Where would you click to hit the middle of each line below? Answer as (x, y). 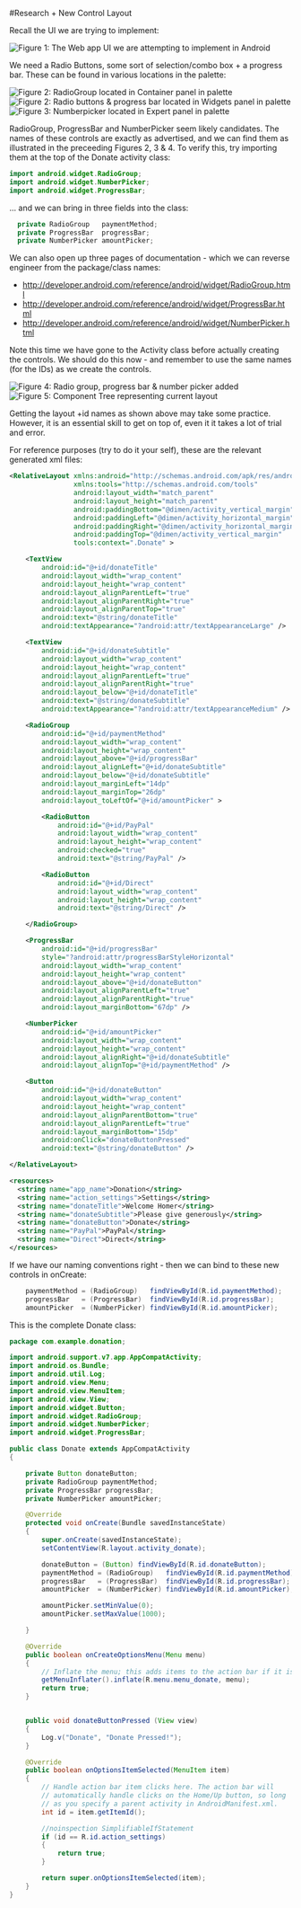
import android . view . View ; (60, 1399)
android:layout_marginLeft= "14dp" (106, 784)
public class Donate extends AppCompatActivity (100, 1449)
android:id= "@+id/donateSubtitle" (106, 651)
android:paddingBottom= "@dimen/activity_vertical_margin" (184, 510)
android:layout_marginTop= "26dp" (104, 792)
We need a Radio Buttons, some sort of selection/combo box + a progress (146, 65)
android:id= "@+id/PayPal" (105, 825)
